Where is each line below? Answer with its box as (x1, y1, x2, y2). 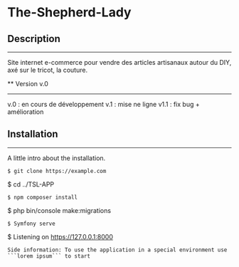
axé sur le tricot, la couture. (7, 66, 87, 74)
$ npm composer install (7, 194, 78, 201)
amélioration (7, 108, 44, 116)
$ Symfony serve (7, 220, 55, 227)
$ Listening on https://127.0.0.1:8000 (7, 232, 114, 241)
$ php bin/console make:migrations (7, 206, 112, 214)
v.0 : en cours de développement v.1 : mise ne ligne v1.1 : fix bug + (7, 100, 201, 108)
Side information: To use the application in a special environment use (7, 246, 228, 253)
